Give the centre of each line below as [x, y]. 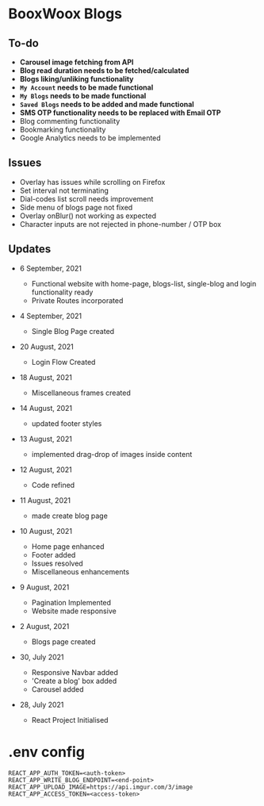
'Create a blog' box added [74, 681]
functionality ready [62, 292]
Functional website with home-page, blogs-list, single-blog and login [144, 283]
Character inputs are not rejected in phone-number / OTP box [121, 224]
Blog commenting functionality [70, 121]
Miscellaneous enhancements [80, 571]
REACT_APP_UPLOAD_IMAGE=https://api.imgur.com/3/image [101, 787]
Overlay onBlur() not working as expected [88, 216]
